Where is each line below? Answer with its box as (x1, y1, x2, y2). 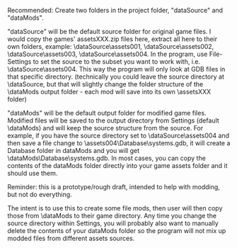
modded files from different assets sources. (7, 234, 135, 242)
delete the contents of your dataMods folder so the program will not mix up (7, 227, 226, 235)
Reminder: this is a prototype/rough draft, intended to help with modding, (7, 183, 221, 191)
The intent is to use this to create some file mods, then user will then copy (7, 204, 223, 212)
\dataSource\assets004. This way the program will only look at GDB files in (7, 65, 226, 73)
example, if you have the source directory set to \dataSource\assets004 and (7, 131, 230, 140)
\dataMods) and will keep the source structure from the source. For (7, 124, 204, 132)
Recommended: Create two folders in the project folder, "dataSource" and (7, 6, 224, 14)
